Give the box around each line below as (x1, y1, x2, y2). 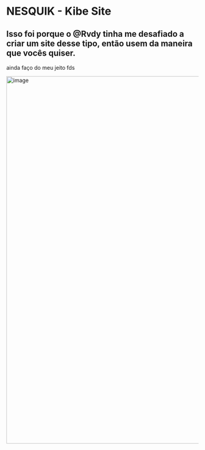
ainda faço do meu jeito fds (6, 64, 75, 71)
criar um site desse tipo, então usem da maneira (6, 38, 193, 48)
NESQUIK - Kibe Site (6, 4, 112, 18)
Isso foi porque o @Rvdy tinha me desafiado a (6, 29, 184, 39)
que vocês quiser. (6, 48, 76, 58)
